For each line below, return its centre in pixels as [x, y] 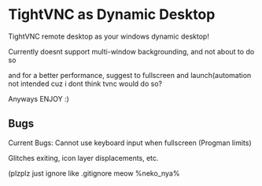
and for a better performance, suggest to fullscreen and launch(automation [130, 75]
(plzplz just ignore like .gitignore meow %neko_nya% [94, 173]
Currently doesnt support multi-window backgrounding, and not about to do [131, 51]
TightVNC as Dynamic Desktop [112, 15]
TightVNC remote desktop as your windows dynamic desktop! [109, 36]
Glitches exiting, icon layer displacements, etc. [83, 158]
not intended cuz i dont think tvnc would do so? [85, 84]
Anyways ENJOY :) [39, 99]
